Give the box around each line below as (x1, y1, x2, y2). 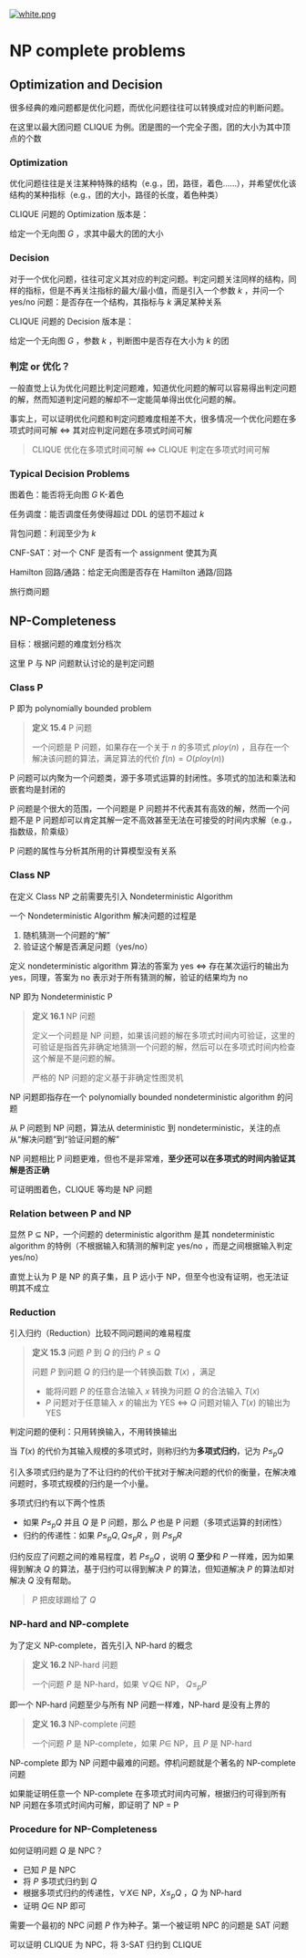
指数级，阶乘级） (9, 826, 74, 837)
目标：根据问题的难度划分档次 (9, 638, 121, 649)
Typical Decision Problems (9, 467, 130, 480)
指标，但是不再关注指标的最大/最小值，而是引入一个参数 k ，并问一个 (25, 285, 285, 295)
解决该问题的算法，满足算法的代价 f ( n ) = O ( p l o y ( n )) (31, 753, 225, 764)
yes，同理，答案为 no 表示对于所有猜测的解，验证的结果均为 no (9, 971, 249, 982)
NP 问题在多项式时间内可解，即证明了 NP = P (9, 1799, 179, 1810)
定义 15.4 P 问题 (31, 722, 93, 733)
